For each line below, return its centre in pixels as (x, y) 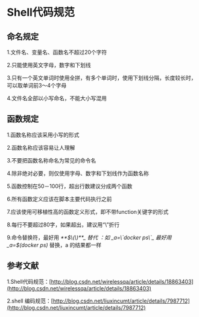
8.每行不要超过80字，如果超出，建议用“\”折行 (63, 225)
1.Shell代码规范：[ (29, 281)
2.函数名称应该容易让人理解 (41, 147)
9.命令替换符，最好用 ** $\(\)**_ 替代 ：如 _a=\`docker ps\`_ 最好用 (89, 237)
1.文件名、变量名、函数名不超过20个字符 (57, 52)
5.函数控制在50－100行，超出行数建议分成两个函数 (70, 186)
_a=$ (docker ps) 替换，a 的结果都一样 (54, 245)
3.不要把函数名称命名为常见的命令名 (52, 160)
